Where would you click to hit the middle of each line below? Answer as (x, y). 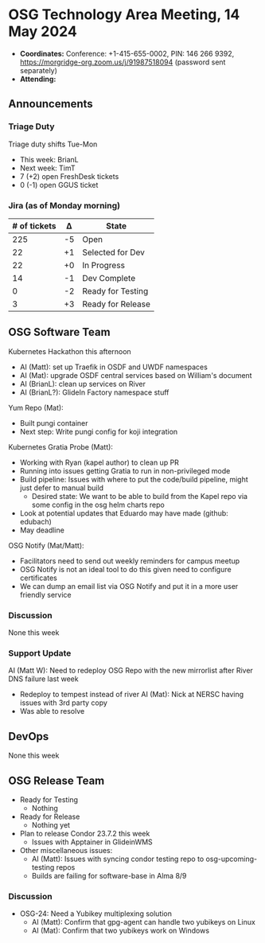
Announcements (51, 104)
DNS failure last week (43, 679)
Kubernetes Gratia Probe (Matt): (61, 446)
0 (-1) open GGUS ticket (59, 185)
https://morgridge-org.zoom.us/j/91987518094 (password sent (123, 62)
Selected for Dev (114, 252)
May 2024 (43, 31)
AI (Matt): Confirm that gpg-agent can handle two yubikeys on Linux (144, 922)
